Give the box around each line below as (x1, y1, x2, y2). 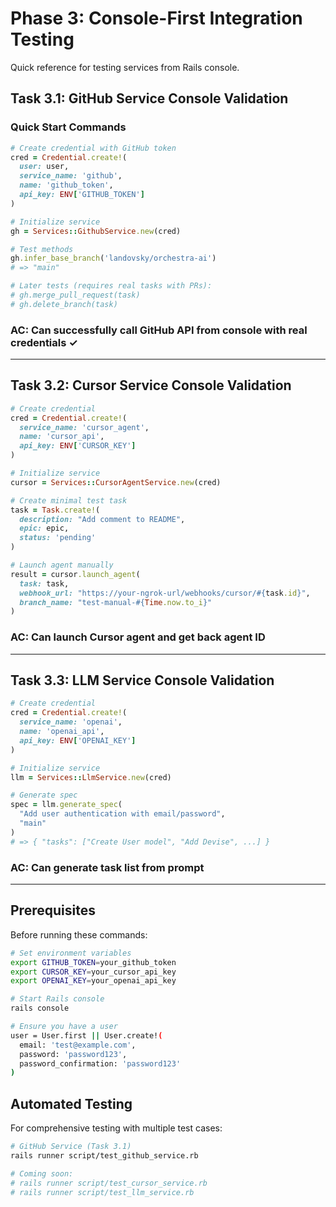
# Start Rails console (10, 994, 105, 1004)
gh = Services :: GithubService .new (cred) (10, 226, 182, 236)
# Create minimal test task (10, 495, 128, 506)
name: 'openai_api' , (19, 727, 105, 737)
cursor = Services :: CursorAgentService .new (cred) (10, 477, 222, 487)
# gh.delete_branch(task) (10, 299, 118, 309)
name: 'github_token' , (19, 180, 114, 191)
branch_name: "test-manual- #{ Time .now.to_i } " (19, 597, 213, 607)
